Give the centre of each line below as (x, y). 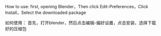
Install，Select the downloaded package (46, 12)
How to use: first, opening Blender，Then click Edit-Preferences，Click (77, 6)
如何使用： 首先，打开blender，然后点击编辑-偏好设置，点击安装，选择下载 (80, 23)
